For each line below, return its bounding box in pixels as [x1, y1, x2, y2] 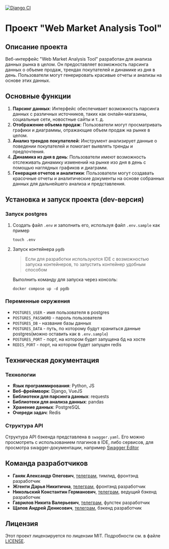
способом [25, 266, 47, 272]
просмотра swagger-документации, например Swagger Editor [5, 444, 139, 450]
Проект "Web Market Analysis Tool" [5, 23, 162, 34]
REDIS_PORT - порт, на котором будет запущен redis [12, 341, 122, 347]
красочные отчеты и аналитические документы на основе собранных [12, 175, 164, 181]
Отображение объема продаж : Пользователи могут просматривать [12, 121, 162, 127]
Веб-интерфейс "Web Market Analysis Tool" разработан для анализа [5, 56, 152, 62]
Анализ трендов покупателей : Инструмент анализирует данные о [12, 138, 157, 144]
